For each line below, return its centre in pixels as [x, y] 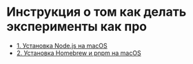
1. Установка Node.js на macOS [62, 45]
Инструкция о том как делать [96, 12]
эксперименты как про [77, 26]
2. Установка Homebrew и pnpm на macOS [79, 53]
